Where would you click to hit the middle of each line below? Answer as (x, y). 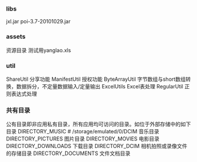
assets (16, 37)
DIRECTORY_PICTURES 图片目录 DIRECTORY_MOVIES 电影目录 (83, 139)
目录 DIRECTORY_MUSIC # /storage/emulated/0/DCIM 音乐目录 (83, 132)
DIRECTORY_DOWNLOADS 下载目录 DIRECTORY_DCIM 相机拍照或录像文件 (97, 146)
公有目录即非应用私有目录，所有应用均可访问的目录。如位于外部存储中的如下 (98, 124)
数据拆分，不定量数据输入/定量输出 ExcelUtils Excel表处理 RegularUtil (100, 86)
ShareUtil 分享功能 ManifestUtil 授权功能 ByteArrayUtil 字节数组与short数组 (96, 79)
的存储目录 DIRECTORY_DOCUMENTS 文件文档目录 (68, 153)
